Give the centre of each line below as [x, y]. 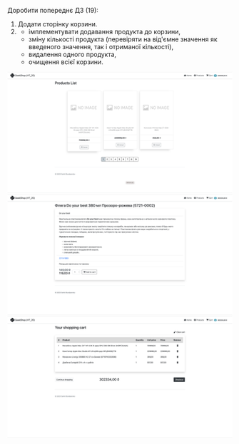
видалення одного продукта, [72, 54]
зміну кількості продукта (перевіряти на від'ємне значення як [123, 39]
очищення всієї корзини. [66, 62]
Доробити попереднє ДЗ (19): [53, 10]
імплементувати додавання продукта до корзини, [104, 32]
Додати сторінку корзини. [57, 24]
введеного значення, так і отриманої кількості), [101, 47]
